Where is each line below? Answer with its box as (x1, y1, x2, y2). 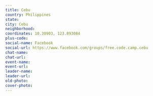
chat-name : (5, 50, 28, 55)
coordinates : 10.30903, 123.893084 (5, 31, 81, 36)
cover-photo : (5, 83, 33, 88)
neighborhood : (5, 26, 35, 31)
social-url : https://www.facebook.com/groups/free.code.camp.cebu (5, 45, 148, 50)
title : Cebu (5, 7, 30, 13)
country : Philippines (5, 12, 51, 17)
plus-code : (5, 36, 28, 41)
